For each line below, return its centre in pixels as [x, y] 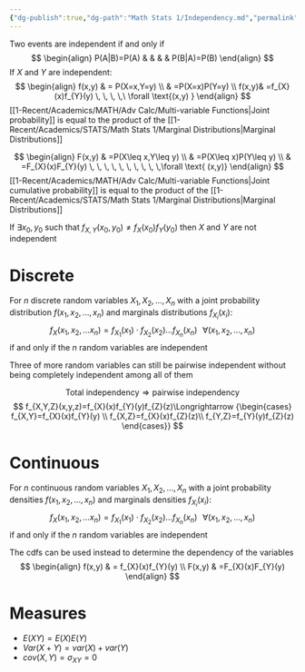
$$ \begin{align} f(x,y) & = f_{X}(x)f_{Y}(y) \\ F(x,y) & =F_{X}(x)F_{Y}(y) [152, 567]
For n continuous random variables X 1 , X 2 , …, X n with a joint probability [141, 489]
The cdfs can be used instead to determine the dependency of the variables [152, 553]
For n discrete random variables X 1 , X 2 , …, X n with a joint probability [135, 302]
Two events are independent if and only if [87, 44]
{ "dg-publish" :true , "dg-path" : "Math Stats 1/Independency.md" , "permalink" [154, 18]
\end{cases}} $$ [152, 426]
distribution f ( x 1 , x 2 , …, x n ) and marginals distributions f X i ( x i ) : [121, 314]
